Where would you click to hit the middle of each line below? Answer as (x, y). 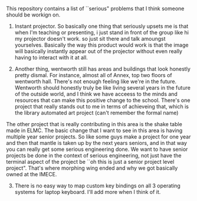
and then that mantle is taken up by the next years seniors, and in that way (96, 143)
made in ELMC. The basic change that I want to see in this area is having (94, 130)
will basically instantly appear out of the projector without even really (98, 51)
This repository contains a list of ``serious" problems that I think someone (95, 9)
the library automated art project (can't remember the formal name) (96, 113)
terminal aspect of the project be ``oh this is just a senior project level (90, 162)
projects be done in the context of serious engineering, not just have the (94, 155)
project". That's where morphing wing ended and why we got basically (92, 168)
